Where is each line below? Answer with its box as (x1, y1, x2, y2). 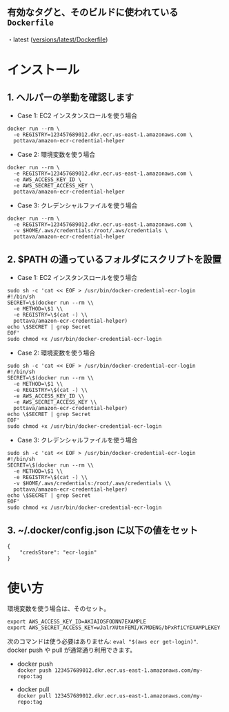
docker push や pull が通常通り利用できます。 (7, 646, 137, 655)
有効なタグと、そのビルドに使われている (7, 6, 179, 19)
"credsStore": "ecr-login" (19, 549, 97, 556)
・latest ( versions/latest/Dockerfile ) (7, 35, 108, 44)
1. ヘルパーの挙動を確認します (7, 92, 135, 104)
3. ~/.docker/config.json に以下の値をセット (7, 525, 198, 536)
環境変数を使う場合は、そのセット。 (7, 604, 110, 613)
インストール (7, 62, 80, 77)
